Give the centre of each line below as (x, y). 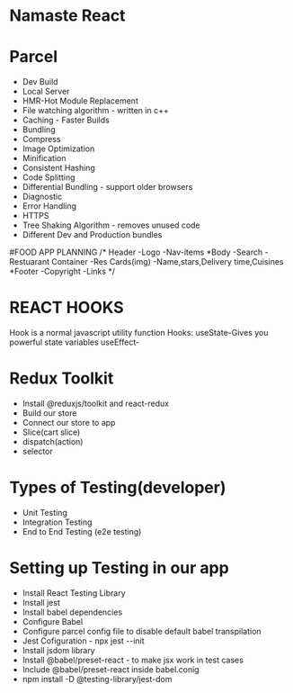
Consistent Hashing (59, 168)
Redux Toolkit (62, 378)
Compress (41, 139)
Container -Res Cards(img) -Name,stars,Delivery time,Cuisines (167, 262)
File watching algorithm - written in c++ (95, 111)
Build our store (49, 413)
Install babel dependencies (72, 612)
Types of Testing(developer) (118, 488)
